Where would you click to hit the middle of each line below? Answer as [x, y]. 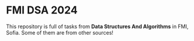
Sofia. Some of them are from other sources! [60, 32]
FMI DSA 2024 [42, 10]
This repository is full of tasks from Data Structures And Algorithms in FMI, [97, 26]
